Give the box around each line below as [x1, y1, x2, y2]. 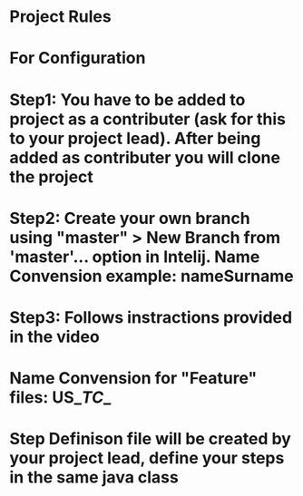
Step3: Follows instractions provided [9, 306, 293, 327]
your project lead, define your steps [9, 448, 285, 469]
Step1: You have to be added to [9, 89, 246, 110]
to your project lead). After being [9, 128, 261, 149]
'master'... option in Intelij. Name [9, 247, 260, 267]
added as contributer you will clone [9, 147, 281, 168]
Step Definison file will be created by [9, 429, 292, 450]
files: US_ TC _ [9, 387, 112, 408]
